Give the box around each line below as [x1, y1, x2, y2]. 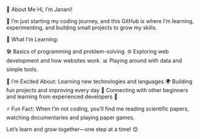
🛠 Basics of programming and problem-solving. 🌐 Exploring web [6, 48, 169, 55]
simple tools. [6, 66, 38, 73]
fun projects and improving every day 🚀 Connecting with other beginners [6, 87, 188, 93]
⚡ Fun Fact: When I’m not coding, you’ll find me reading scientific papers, [6, 105, 189, 112]
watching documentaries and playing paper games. [6, 114, 135, 121]
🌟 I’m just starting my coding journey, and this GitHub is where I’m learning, [6, 18, 194, 24]
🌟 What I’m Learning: [6, 36, 59, 42]
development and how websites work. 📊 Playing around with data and [6, 57, 182, 64]
